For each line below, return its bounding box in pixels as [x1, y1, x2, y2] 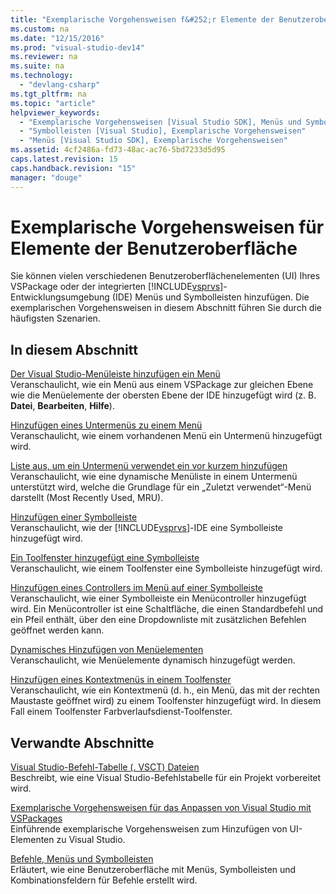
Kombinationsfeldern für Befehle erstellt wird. [10, 874, 198, 886]
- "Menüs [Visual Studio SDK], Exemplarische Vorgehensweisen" [19, 136, 288, 146]
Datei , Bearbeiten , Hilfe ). [10, 400, 115, 412]
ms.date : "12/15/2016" [10, 33, 105, 43]
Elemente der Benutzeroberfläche [10, 237, 298, 260]
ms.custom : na [10, 24, 70, 34]
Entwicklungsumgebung [10, 291, 110, 303]
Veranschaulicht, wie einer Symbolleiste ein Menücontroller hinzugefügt [10, 592, 307, 605]
